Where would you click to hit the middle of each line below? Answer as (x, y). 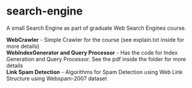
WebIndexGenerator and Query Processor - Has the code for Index (92, 52)
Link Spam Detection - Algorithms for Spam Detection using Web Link (94, 72)
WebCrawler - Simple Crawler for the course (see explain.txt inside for (95, 39)
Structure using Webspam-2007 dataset (57, 78)
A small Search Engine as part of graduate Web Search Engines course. (96, 28)
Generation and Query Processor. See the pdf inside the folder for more (96, 59)
